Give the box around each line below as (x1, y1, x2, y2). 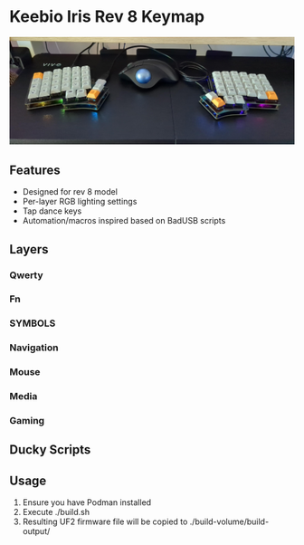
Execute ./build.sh (22, 507, 90, 518)
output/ (22, 526, 51, 537)
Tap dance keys (22, 206, 82, 216)
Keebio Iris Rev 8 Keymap (9, 6, 205, 27)
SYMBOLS (9, 317, 56, 330)
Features (9, 162, 61, 177)
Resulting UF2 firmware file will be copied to (22, 516, 188, 527)
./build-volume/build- (189, 516, 270, 527)
